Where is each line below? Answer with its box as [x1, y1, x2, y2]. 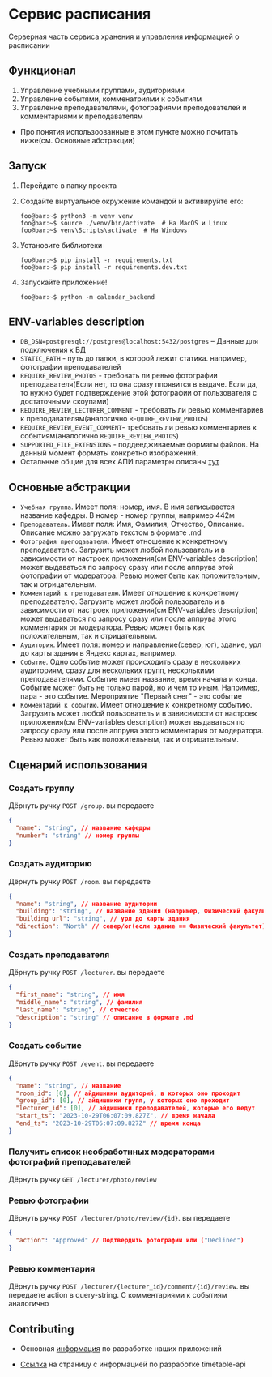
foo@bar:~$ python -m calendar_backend [19, 293, 155, 301]
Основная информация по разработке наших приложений [19, 1344, 223, 1353]
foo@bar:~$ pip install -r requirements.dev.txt [19, 263, 188, 272]
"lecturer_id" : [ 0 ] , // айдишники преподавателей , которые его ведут [15, 1104, 256, 1113]
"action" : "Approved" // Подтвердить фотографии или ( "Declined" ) [15, 1237, 244, 1245]
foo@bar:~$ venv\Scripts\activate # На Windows [19, 226, 188, 234]
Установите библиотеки [19, 240, 103, 250]
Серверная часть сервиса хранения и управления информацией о [8, 32, 240, 41]
